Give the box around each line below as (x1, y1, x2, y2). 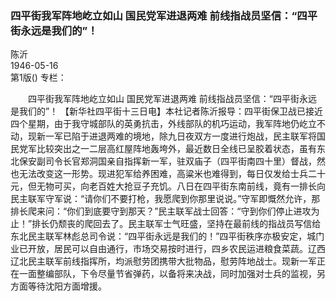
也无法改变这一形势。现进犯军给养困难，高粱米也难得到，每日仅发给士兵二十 (10, 168, 326, 180)
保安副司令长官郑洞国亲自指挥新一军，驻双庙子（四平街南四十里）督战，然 (18, 155, 326, 167)
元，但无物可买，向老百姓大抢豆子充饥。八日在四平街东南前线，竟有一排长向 (10, 180, 326, 192)
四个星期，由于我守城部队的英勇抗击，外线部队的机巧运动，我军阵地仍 (10, 118, 300, 130)
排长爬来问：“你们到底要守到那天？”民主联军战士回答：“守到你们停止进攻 (10, 205, 312, 217)
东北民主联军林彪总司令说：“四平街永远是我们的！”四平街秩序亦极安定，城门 (10, 230, 325, 242)
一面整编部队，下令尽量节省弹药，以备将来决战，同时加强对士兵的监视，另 (18, 268, 326, 280)
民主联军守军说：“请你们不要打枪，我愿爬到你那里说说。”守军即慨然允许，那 (10, 193, 321, 205)
